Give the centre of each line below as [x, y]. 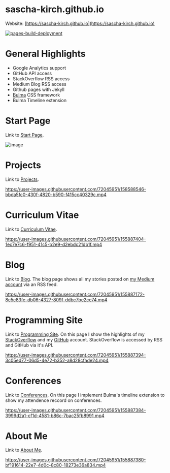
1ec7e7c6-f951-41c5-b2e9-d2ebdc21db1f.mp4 [54, 244]
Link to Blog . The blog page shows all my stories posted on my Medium [80, 279]
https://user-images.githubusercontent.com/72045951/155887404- [76, 239]
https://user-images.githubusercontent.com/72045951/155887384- [76, 410]
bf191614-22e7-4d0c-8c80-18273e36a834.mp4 [56, 465]
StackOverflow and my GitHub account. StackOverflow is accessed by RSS [84, 339]
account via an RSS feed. [32, 284]
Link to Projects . [22, 179]
